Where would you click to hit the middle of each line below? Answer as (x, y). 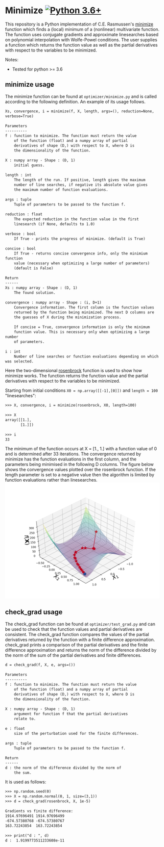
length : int (18, 175)
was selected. (20, 361)
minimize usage (30, 85)
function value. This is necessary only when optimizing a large (82, 332)
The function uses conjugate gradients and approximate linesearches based (82, 34)
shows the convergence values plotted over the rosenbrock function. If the (80, 469)
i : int (13, 351)
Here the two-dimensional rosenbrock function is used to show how (73, 370)
